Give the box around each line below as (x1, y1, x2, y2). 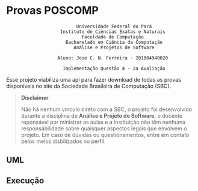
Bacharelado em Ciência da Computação (65, 39, 163, 45)
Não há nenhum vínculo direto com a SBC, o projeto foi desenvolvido (20, 106, 193, 113)
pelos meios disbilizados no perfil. (20, 138, 106, 145)
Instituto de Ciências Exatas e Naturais (60, 28, 166, 35)
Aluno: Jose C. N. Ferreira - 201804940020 (57, 55, 169, 61)
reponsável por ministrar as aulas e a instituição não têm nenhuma (20, 118, 186, 126)
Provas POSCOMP (6, 4, 99, 17)
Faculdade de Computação (81, 34, 144, 40)
